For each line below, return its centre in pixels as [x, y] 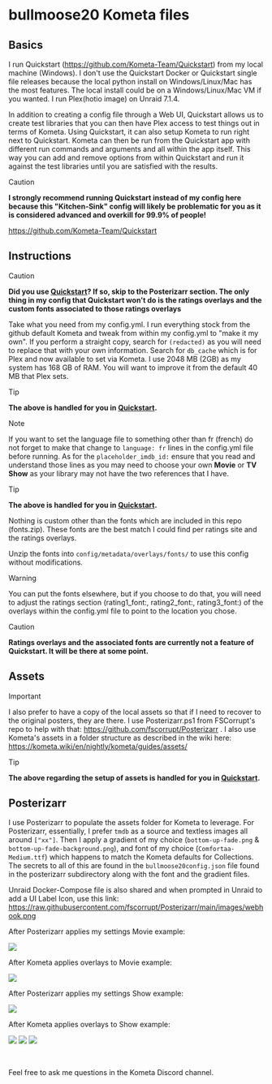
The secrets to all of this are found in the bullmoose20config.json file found [134, 866]
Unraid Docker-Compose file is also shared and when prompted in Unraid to [136, 890]
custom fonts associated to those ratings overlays [95, 308]
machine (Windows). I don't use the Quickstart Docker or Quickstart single [133, 73]
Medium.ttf [27, 858]
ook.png [22, 916]
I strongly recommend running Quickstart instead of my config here [125, 198]
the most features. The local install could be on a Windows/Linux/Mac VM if [135, 90]
